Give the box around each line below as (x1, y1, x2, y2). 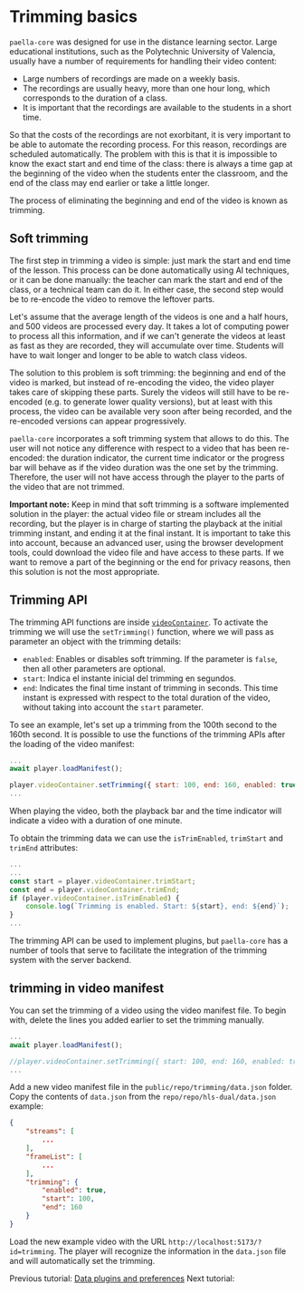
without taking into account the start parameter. (22, 701, 204, 713)
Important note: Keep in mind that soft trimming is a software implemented (9, 499, 290, 510)
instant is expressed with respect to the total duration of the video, (22, 692, 271, 703)
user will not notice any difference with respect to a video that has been (9, 442, 277, 453)
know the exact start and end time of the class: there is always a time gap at (9, 158, 293, 169)
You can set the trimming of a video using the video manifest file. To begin (9, 1005, 287, 1016)
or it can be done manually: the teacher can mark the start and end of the (9, 274, 283, 285)
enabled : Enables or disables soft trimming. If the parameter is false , (22, 653, 278, 664)
